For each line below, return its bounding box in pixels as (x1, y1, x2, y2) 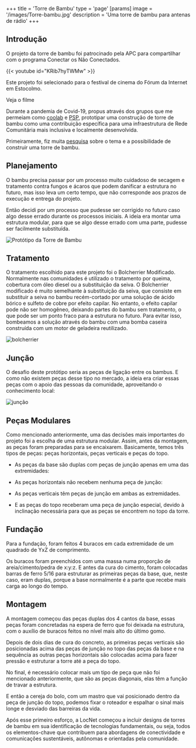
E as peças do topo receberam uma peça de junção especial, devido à (14, 502, 184, 509)
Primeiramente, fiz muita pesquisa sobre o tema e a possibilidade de (6, 138, 171, 145)
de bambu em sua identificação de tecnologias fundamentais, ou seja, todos (6, 722, 190, 729)
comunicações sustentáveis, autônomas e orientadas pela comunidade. (6, 735, 180, 742)
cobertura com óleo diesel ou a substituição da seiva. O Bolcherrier (6, 281, 169, 289)
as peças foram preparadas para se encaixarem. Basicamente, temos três (6, 444, 184, 451)
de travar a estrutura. (6, 681, 57, 688)
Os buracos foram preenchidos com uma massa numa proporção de (6, 557, 171, 564)
